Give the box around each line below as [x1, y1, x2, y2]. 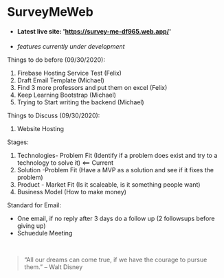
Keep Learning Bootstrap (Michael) [16, 91, 117, 100]
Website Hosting [16, 125, 64, 133]
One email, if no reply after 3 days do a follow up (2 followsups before [16, 214, 215, 223]
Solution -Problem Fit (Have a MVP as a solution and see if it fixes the [16, 166, 214, 174]
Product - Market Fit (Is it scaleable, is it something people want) [16, 181, 201, 189]
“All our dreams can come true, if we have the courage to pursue [23, 255, 208, 264]
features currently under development [16, 43, 125, 51]
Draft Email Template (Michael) [16, 76, 105, 84]
